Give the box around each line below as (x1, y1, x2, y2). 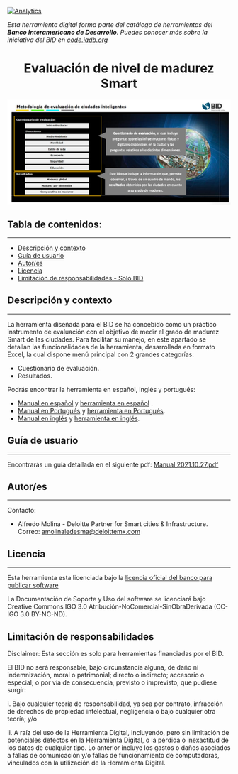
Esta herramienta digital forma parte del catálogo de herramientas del (7, 21, 213, 28)
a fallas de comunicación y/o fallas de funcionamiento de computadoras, (7, 751, 220, 760)
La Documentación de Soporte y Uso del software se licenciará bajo (7, 595, 206, 604)
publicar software (7, 581, 59, 589)
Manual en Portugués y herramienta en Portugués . (17, 406, 166, 415)
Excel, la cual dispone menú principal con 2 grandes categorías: (7, 350, 195, 359)
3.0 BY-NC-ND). (20, 610, 67, 618)
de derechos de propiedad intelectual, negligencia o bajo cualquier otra (7, 707, 216, 716)
